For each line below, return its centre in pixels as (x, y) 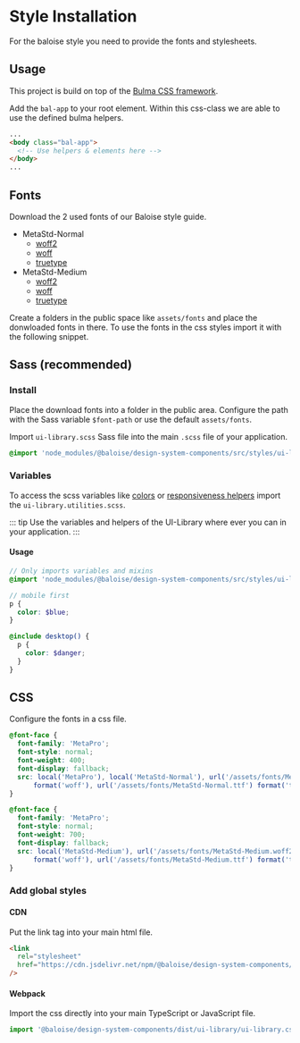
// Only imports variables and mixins (81, 571)
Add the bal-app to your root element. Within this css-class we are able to (145, 108)
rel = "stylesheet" (50, 957)
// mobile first (39, 595)
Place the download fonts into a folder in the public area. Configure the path (149, 409)
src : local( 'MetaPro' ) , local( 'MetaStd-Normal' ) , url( (121, 777)
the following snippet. (49, 336)
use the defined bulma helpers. (67, 117)
